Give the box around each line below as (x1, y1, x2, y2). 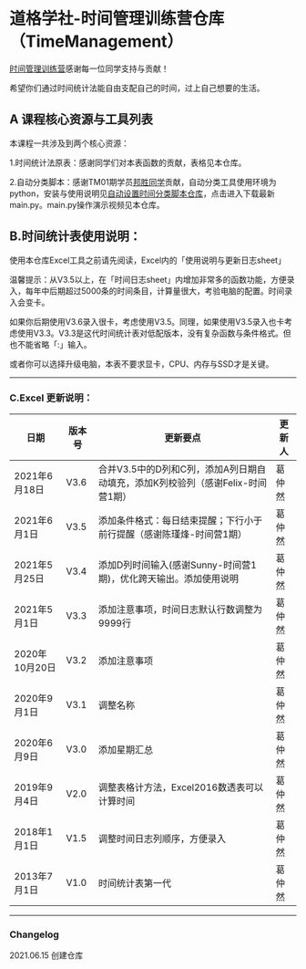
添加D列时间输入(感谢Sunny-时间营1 (97, 558, 257, 571)
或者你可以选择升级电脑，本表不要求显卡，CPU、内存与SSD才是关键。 (9, 358, 274, 370)
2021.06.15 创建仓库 (9, 950, 84, 961)
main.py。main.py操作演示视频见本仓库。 (9, 199, 165, 210)
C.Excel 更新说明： (9, 391, 94, 404)
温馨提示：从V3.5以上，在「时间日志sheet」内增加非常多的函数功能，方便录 (9, 274, 295, 285)
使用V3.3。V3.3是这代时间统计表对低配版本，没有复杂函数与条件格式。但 (16, 328, 291, 339)
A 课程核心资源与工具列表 (9, 111, 153, 128)
